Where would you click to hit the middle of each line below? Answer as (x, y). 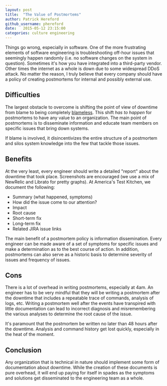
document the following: (30, 187)
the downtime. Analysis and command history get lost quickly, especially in (82, 329)
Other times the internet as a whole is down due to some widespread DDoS (82, 69)
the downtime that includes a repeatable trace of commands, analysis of (79, 298)
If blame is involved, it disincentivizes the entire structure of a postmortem (81, 138)
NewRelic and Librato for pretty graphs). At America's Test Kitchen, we (78, 182)
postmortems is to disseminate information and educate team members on (82, 123)
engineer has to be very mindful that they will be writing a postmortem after (83, 293)
